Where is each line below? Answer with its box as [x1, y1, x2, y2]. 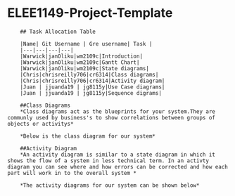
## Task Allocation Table [20, 28, 96, 35]
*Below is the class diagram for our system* [20, 132, 156, 140]
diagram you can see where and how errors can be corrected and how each [7, 163, 229, 170]
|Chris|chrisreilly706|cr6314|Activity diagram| [20, 77, 165, 84]
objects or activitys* [7, 120, 74, 127]
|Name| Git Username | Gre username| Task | [20, 40, 153, 47]
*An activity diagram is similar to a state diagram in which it [20, 151, 216, 158]
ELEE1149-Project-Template [7, 5, 173, 21]
